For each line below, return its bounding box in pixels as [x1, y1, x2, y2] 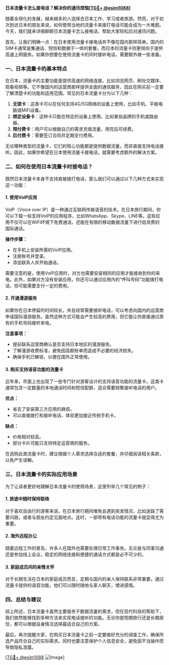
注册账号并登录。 [12, 253, 48, 259]
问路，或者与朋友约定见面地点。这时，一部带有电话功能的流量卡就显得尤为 [9, 514, 164, 520]
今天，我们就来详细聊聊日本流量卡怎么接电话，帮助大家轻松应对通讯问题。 [5, 28, 159, 34]
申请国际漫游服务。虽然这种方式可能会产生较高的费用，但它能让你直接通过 [5, 314, 159, 319]
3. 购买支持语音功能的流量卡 [5, 366, 64, 372]
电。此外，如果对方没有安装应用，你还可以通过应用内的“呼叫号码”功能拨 [5, 276, 155, 282]
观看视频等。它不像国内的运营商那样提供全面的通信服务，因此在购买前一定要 [5, 84, 164, 90]
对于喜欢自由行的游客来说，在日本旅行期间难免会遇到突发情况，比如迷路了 [5, 508, 159, 514]
